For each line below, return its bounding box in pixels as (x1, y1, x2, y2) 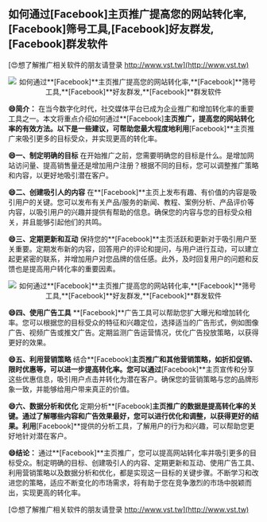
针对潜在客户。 (21, 430, 72, 440)
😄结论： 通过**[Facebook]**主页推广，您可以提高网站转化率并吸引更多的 (8, 448, 250, 458)
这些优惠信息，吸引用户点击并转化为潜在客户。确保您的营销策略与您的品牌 (8, 374, 252, 384)
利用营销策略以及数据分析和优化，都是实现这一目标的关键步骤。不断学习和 (8, 468, 252, 477)
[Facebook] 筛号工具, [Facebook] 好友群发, (8, 22, 215, 36)
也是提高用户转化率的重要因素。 (14, 263, 120, 273)
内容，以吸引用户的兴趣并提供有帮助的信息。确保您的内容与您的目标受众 (8, 207, 245, 216)
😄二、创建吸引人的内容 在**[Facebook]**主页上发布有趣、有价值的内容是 (8, 187, 250, 197)
